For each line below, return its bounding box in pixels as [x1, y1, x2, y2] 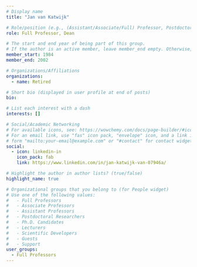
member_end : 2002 [6, 57, 49, 63]
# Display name [6, 8, 43, 15]
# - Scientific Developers [6, 230, 77, 236]
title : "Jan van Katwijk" [6, 14, 69, 20]
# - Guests [6, 236, 38, 242]
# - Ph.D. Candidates [6, 219, 64, 225]
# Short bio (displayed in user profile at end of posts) [6, 89, 151, 95]
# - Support [6, 241, 41, 247]
